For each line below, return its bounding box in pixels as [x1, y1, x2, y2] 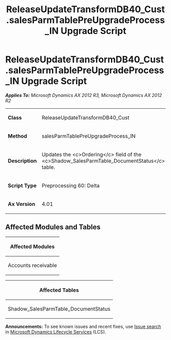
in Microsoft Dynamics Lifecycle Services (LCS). [5, 329, 106, 335]
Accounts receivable [8, 262, 57, 269]
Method [8, 132, 27, 139]
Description [8, 157, 37, 164]
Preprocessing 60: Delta [41, 182, 100, 189]
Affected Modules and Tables [5, 223, 101, 232]
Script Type [8, 182, 37, 189]
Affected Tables [39, 286, 79, 293]
